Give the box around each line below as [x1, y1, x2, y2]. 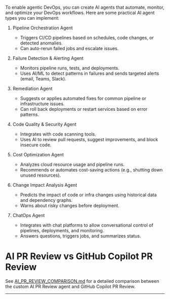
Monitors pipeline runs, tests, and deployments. [20, 65, 120, 71]
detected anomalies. [20, 40, 63, 46]
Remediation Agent [12, 86, 53, 92]
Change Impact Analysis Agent [12, 182, 77, 188]
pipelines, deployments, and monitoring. [20, 228, 104, 233]
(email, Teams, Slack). [20, 76, 67, 81]
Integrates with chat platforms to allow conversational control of [20, 222, 153, 228]
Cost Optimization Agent [12, 152, 64, 157]
